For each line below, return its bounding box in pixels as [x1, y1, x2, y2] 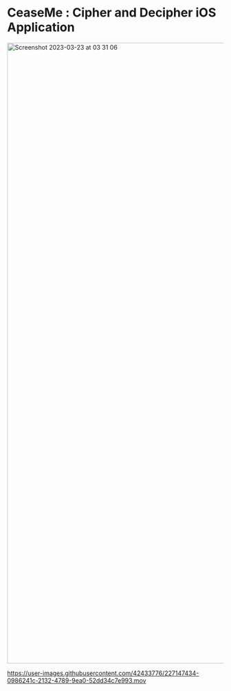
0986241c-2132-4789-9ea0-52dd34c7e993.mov [7, 676, 146, 684]
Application [7, 19, 75, 35]
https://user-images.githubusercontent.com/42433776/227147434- [7, 669, 199, 677]
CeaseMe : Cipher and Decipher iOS [7, 5, 217, 21]
